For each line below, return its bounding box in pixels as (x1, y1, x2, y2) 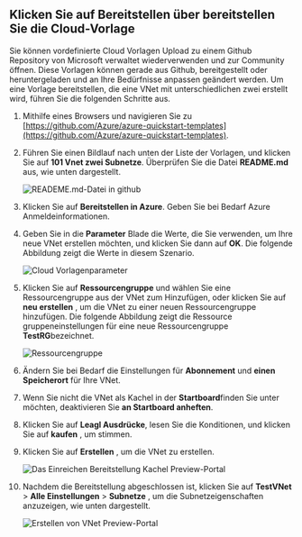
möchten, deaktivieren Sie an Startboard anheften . (22, 401, 214, 413)
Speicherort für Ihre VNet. (22, 374, 122, 386)
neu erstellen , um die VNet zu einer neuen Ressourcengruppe (22, 301, 257, 312)
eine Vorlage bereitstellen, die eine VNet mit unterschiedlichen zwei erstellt (9, 83, 288, 94)
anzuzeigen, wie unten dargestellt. (22, 500, 151, 511)
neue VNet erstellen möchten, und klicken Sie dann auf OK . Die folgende (22, 238, 293, 249)
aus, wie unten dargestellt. (22, 166, 122, 177)
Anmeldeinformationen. (22, 211, 110, 222)
